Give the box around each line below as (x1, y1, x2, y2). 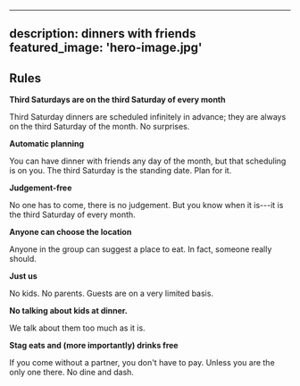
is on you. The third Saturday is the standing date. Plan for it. (9, 165, 232, 176)
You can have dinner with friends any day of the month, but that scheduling (9, 155, 287, 166)
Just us (9, 271, 37, 281)
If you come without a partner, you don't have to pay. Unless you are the (9, 357, 275, 368)
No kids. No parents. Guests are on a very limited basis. (9, 288, 214, 299)
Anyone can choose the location (9, 227, 132, 238)
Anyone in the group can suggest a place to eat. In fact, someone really (9, 244, 272, 255)
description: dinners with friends (9, 26, 196, 41)
